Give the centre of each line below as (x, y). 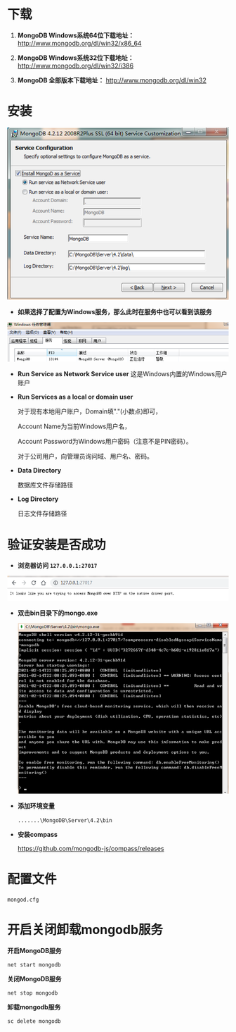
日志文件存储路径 (42, 514)
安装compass (38, 835)
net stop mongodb (33, 993)
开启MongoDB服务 (34, 951)
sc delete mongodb (34, 1021)
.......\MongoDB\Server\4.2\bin (65, 821)
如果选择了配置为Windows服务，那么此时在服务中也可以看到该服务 (114, 312)
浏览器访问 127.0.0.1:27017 (57, 566)
